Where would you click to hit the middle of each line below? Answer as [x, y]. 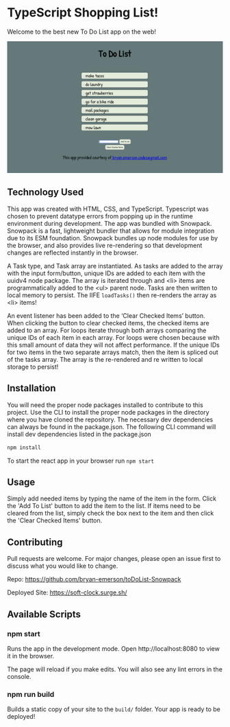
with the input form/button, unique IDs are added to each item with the [106, 273]
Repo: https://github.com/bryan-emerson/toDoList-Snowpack [94, 579]
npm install [24, 448]
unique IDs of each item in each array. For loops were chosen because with [114, 337]
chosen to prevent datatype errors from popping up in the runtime [100, 216]
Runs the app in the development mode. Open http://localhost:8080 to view [114, 648]
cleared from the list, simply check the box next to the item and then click [111, 513]
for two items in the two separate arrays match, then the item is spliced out [113, 352]
